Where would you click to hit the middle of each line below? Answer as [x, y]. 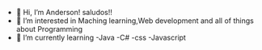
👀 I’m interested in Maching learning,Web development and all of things [135, 21]
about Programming [49, 29]
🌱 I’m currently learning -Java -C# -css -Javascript [101, 37]
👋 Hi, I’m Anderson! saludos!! [64, 12]
